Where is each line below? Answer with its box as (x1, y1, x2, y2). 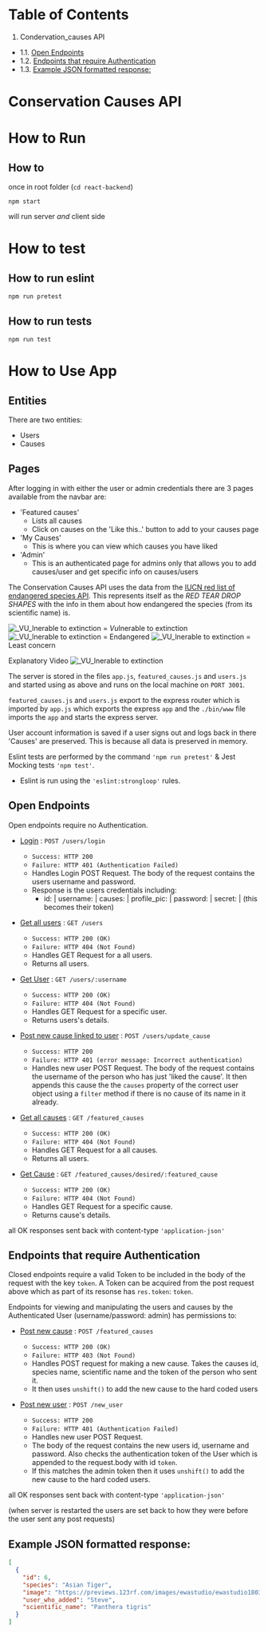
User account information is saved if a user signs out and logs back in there (8, 728, 257, 737)
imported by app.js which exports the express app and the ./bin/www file (8, 704, 246, 713)
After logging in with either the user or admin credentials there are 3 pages (8, 483, 254, 493)
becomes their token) (43, 902, 114, 912)
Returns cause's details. (31, 1210, 112, 1220)
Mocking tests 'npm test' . (8, 760, 95, 769)
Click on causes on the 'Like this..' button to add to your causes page (31, 524, 259, 533)
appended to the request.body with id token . (31, 1458, 178, 1467)
